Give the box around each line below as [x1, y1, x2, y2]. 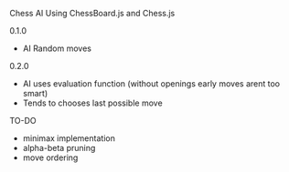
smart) [22, 88, 48, 98]
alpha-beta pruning [22, 143, 96, 153]
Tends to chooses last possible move [22, 97, 163, 108]
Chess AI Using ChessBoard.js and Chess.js [9, 8, 176, 18]
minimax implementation [22, 133, 116, 144]
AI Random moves [22, 43, 91, 54]
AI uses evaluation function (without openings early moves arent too [22, 78, 281, 89]
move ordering [22, 152, 79, 163]
